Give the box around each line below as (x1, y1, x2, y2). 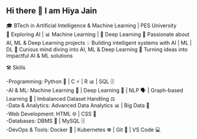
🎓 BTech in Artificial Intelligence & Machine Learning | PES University (6, 22, 177, 29)
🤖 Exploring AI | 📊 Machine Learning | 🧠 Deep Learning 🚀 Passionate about (6, 31, 190, 38)
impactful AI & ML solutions (6, 52, 73, 59)
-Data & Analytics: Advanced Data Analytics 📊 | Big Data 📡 (6, 101, 150, 109)
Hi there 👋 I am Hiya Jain (6, 6, 98, 16)
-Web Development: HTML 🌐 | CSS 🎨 (6, 110, 96, 117)
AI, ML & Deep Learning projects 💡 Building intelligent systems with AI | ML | (6, 39, 192, 46)
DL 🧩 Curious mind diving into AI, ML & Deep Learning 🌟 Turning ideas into (6, 45, 188, 53)
